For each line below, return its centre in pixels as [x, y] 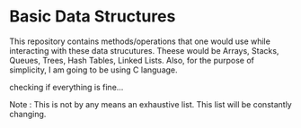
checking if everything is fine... [66, 87]
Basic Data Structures [93, 17]
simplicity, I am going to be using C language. [93, 70]
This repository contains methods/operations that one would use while [140, 41]
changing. [28, 114]
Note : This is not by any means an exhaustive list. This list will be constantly [150, 104]
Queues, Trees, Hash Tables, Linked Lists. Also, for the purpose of [132, 60]
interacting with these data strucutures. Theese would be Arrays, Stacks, [144, 50]
